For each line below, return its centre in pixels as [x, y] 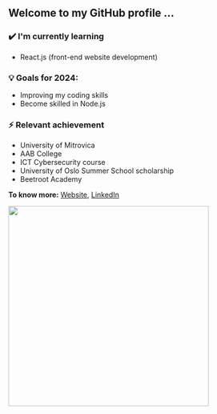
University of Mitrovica [57, 145]
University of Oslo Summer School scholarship [97, 171]
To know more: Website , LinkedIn [64, 195]
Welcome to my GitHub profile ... [91, 13]
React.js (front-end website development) [88, 57]
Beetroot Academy [51, 179]
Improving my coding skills [64, 94]
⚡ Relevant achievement [56, 125]
